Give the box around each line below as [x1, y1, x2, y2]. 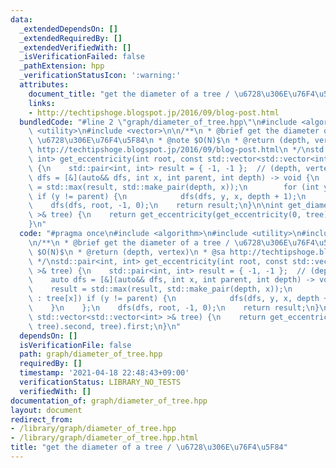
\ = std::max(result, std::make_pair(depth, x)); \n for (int [28, 182, 320, 192]
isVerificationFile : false [19, 340, 132, 350]
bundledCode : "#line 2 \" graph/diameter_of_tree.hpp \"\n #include [19, 117, 298, 127]
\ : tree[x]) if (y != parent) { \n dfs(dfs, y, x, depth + [28, 294, 329, 304]
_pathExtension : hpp [19, 61, 105, 71]
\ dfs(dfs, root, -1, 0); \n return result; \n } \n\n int [28, 201, 284, 211]
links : [28, 98, 56, 108]
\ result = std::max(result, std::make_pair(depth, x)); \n [28, 284, 293, 295]
